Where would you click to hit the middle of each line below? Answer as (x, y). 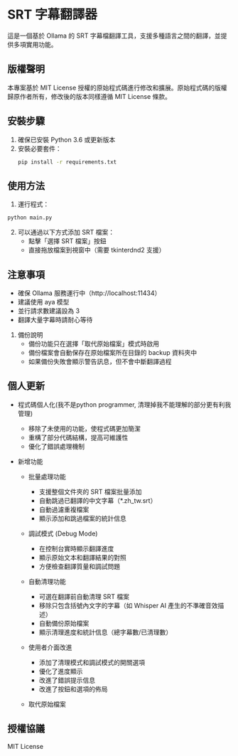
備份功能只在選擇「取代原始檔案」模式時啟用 (94, 344)
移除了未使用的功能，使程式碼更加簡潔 (84, 428)
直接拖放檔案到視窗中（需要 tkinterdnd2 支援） (97, 250)
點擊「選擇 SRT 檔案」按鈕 (67, 241)
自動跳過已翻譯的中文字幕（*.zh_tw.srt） (98, 500)
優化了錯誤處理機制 (56, 446)
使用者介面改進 (50, 647)
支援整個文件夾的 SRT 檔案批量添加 (90, 491)
